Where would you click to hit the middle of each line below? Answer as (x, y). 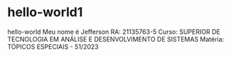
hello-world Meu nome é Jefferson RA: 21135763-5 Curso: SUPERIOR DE (114, 32)
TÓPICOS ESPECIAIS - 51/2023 (53, 46)
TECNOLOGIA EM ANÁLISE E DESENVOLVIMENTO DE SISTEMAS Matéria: (116, 39)
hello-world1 (45, 12)
